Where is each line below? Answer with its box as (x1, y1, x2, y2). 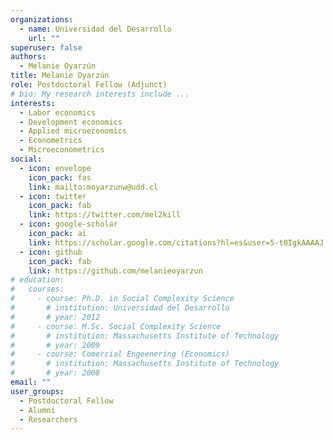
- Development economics (19, 117, 123, 127)
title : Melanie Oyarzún (10, 71, 110, 81)
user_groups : (10, 386, 65, 396)
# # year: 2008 (10, 368, 101, 378)
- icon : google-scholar (19, 219, 118, 230)
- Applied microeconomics (19, 126, 128, 136)
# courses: (10, 284, 65, 295)
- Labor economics (19, 107, 97, 118)
